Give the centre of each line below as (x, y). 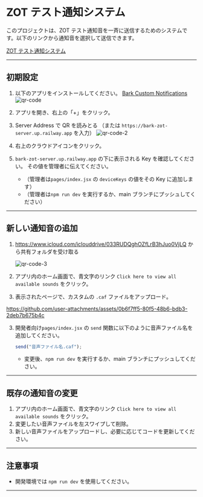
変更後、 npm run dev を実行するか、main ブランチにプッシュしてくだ (110, 359)
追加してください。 (39, 335)
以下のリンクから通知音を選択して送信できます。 (77, 38)
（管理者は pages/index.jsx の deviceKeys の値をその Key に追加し (106, 179)
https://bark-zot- (145, 126)
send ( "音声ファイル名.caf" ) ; (49, 347)
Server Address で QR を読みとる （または (68, 125)
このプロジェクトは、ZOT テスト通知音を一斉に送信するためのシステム (94, 30)
